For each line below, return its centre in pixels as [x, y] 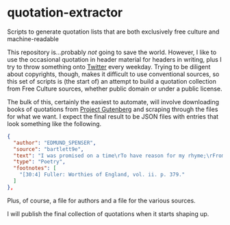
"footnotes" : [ [35, 168]
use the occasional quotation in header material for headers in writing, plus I [114, 59]
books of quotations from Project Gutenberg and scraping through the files [113, 109]
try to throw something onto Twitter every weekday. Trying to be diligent [109, 67]
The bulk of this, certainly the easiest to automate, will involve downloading [113, 102]
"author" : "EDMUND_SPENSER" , [55, 143]
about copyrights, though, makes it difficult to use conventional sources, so [113, 74]
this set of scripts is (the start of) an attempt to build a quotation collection [112, 81]
